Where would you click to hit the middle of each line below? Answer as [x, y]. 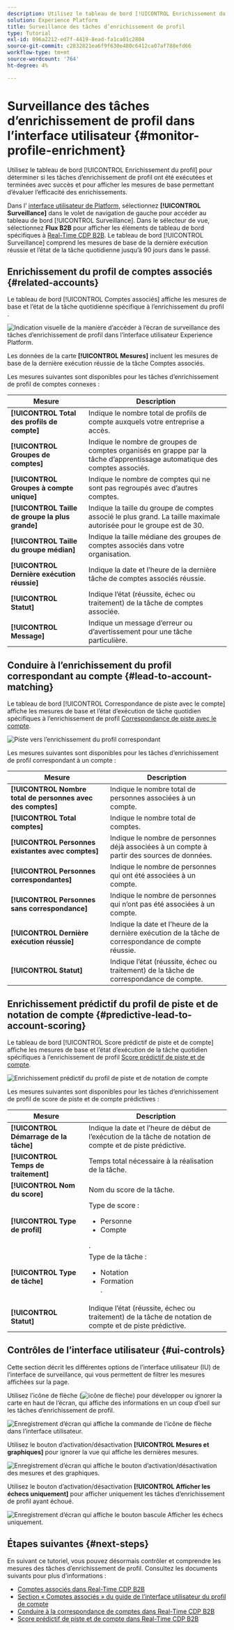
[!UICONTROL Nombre [49, 789]
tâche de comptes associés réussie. [147, 579]
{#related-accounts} [53, 282]
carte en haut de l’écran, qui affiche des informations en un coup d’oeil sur [114, 1403]
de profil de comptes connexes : [54, 385]
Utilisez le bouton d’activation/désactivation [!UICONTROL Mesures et [108, 1444]
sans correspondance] [49, 908]
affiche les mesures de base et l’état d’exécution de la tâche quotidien [107, 1050]
